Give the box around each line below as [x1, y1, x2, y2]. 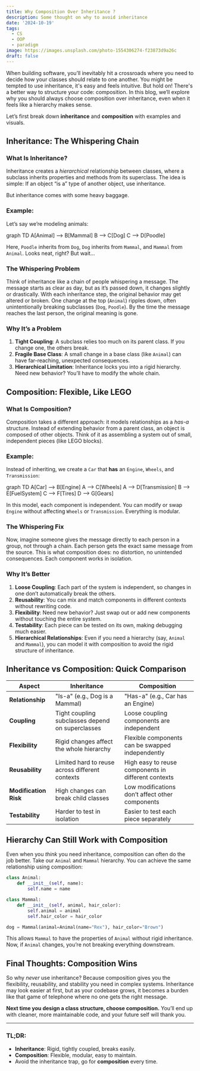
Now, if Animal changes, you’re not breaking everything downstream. [6, 941, 175, 948]
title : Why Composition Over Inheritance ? [6, 8, 116, 15]
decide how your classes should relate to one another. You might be [6, 76, 173, 83]
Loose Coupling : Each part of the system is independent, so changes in [14, 583, 192, 590]
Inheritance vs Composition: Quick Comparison [6, 664, 186, 674]
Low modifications [124, 783, 176, 791]
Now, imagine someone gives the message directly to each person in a [6, 536, 180, 543]
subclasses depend [55, 716, 110, 724]
